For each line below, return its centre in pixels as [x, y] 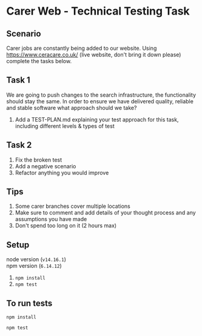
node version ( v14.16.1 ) [36, 259]
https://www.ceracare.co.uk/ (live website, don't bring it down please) [94, 55]
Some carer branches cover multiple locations [72, 206]
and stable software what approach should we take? [72, 108]
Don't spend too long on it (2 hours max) [66, 225]
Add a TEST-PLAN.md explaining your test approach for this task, [97, 119]
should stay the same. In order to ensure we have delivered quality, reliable [100, 101]
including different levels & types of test [65, 126]
